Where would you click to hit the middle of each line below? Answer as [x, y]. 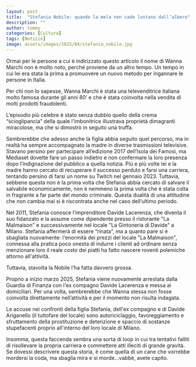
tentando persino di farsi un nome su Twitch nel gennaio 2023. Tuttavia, [93, 176]
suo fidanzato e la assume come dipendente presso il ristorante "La [88, 218]
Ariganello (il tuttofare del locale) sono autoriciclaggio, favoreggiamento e [95, 315]
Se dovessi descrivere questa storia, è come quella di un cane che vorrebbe [98, 351]
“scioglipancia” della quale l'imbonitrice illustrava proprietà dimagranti [91, 121]
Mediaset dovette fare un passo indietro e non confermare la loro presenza [97, 157]
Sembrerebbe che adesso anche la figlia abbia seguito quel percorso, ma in [97, 139]
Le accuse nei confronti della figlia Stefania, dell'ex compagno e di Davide [95, 309]
